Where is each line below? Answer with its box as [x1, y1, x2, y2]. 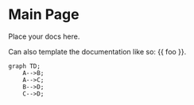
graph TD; [8, 62, 41, 70]
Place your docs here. [8, 32, 80, 41]
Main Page [8, 6, 80, 24]
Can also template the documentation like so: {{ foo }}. [8, 47, 187, 56]
